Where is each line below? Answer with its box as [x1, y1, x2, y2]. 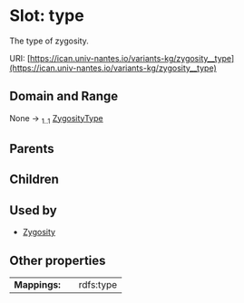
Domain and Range [9, 89, 119, 104]
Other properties [9, 252, 106, 268]
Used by [9, 203, 57, 218]
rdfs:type [78, 278, 118, 290]
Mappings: [14, 278, 62, 290]
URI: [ [9, 52, 31, 63]
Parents [9, 141, 54, 156]
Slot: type [9, 5, 84, 26]
